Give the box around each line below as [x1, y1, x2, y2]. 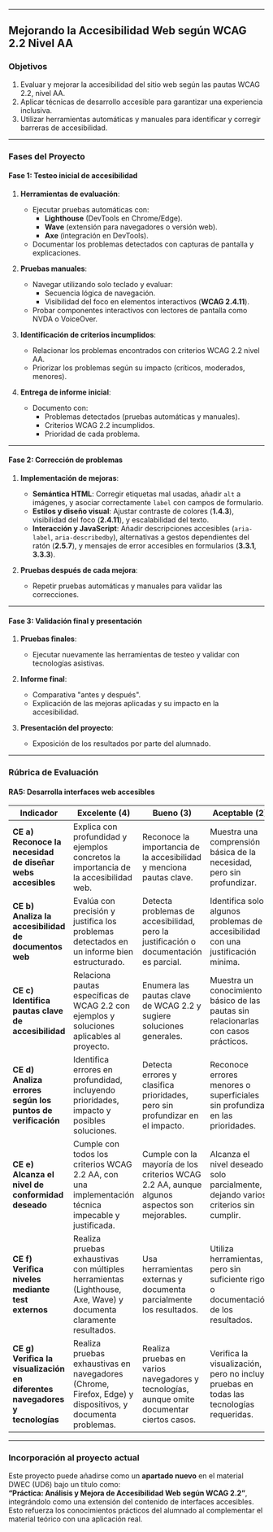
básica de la [210, 847, 256, 858]
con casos [210, 1026, 249, 1037]
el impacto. [141, 1120, 184, 1132]
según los [12, 1095, 51, 1106]
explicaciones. [32, 247, 81, 257]
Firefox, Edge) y [72, 1389, 134, 1400]
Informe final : [19, 674, 67, 684]
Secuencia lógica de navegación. [44, 288, 156, 298]
